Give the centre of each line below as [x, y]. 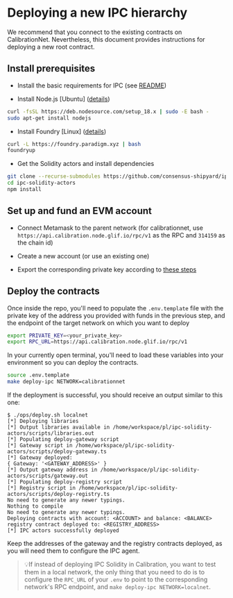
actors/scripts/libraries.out [51, 433]
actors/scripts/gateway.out [48, 476]
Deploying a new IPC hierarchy [97, 13]
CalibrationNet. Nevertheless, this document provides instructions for [106, 39]
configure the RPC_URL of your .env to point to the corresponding [116, 579]
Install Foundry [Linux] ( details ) [62, 131]
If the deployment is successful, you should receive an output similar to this [115, 395]
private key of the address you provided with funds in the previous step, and [116, 315]
